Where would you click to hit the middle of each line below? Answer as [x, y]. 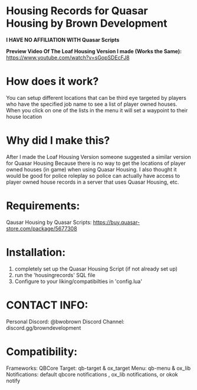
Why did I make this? [58, 141]
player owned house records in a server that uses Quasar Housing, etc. [93, 182]
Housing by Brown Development [87, 23]
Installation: [36, 252]
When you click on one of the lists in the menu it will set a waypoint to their [97, 110]
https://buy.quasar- [116, 222]
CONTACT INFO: [47, 305]
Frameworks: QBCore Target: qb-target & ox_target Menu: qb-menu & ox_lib [98, 368]
